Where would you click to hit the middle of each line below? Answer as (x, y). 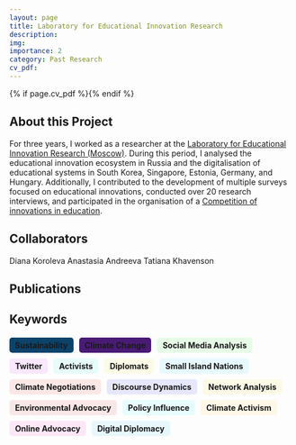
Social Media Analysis (205, 345)
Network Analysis (242, 387)
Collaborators (49, 239)
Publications (45, 289)
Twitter (29, 367)
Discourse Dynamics (152, 387)
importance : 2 (36, 51)
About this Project (61, 122)
